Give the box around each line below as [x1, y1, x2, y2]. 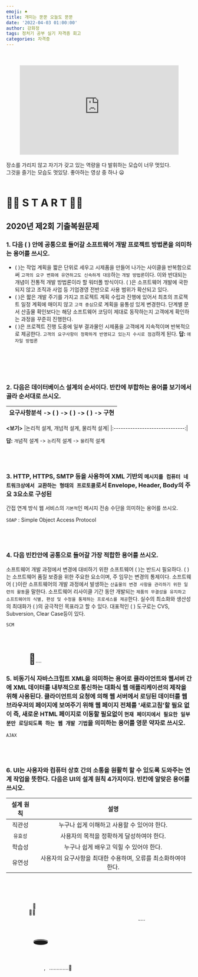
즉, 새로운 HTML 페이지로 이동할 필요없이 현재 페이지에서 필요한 [12, 710, 178, 718]
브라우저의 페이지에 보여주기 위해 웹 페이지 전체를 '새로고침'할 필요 [6, 701, 183, 709]
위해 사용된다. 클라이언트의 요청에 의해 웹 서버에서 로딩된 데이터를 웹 [6, 692, 187, 700]
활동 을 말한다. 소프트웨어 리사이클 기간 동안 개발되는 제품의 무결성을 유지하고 [16, 588, 186, 595]
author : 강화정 [6, 25, 40, 31]
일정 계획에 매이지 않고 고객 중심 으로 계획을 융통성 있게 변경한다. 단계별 [21, 300, 183, 308]
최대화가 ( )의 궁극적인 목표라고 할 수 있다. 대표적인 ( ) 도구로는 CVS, [12, 603, 170, 610]
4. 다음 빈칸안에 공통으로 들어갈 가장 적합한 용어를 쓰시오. [6, 551, 159, 559]
